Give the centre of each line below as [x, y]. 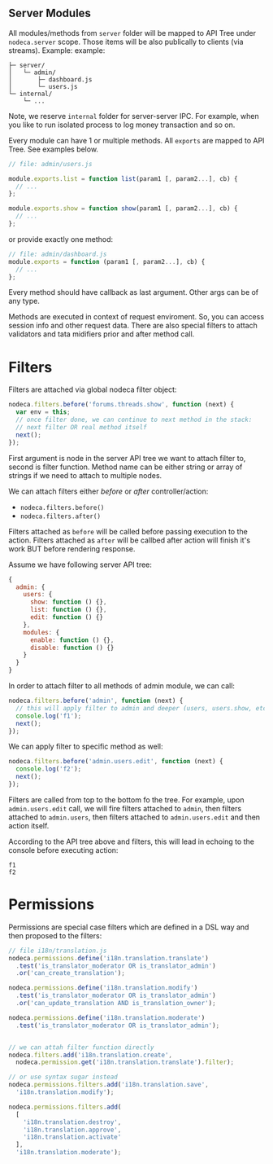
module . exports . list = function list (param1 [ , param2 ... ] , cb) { [123, 178]
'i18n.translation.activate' [72, 1137]
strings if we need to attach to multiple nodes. [85, 475]
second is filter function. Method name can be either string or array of [126, 467]
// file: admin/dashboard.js [58, 254]
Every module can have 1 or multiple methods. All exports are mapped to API [136, 140]
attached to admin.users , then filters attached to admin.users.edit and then [134, 817]
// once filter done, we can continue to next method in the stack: [134, 420]
